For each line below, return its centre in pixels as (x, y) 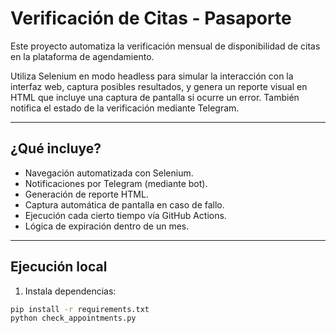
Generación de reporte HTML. (86, 194)
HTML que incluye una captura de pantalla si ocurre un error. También (155, 97)
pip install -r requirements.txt (80, 309)
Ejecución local (59, 267)
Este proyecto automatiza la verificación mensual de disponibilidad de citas (165, 46)
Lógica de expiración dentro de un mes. (107, 226)
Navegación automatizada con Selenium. (109, 173)
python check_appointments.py (73, 318)
